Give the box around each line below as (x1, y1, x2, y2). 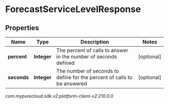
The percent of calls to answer (56, 47, 128, 54)
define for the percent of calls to (56, 74, 132, 81)
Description (80, 39, 110, 45)
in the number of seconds (56, 53, 117, 60)
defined (56, 59, 75, 66)
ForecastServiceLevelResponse (5, 4, 141, 15)
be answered (56, 80, 87, 87)
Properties (5, 24, 39, 32)
